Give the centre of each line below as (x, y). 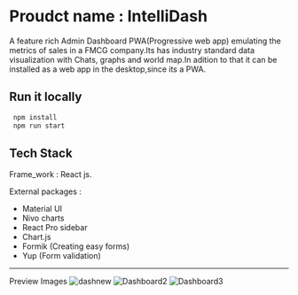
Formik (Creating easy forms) (76, 246)
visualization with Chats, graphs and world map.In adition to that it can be (143, 59)
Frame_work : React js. (51, 175)
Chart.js (36, 237)
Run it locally (46, 97)
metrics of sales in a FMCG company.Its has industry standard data (132, 50)
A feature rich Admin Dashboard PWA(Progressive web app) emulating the (145, 41)
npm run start (39, 126)
